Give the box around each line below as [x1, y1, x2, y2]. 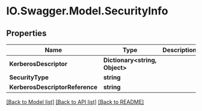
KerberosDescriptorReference [9, 83, 98, 91]
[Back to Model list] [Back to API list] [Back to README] [6, 98, 144, 106]
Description [162, 46, 197, 54]
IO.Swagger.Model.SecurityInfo [6, 4, 168, 18]
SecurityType [9, 73, 49, 82]
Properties [6, 28, 47, 38]
